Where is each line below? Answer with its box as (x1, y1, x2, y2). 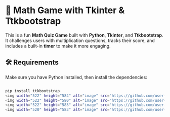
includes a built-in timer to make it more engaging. (5, 43, 111, 49)
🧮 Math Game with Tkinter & (5, 5, 125, 16)
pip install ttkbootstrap (5, 88, 60, 93)
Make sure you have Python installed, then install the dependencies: (5, 74, 148, 80)
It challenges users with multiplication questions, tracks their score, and (5, 37, 155, 44)
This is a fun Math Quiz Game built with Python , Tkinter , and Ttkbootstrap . (5, 32, 163, 38)
